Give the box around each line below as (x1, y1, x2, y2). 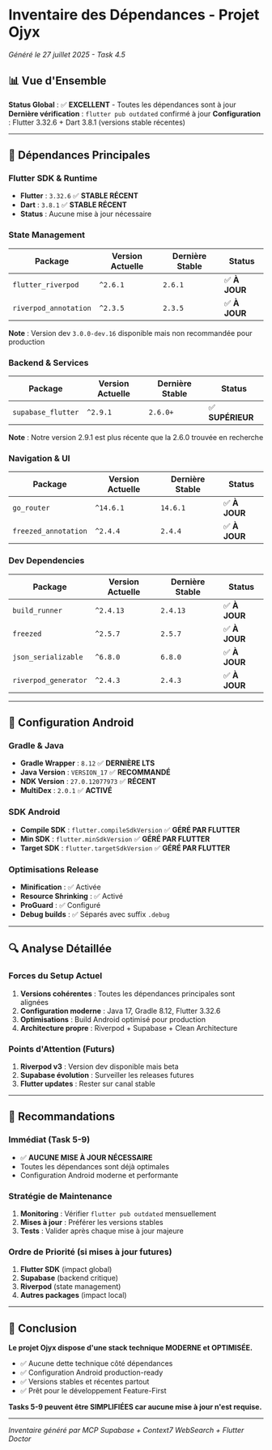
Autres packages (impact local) (19, 1291, 127, 1300)
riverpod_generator (12, 676, 87, 685)
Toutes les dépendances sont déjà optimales (19, 1161, 170, 1171)
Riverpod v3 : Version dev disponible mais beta (19, 1062, 180, 1071)
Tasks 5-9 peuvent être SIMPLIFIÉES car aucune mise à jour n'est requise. (8, 1401, 262, 1411)
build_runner (12, 605, 63, 615)
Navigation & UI (8, 452, 70, 464)
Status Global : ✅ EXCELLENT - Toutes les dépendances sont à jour (8, 100, 236, 109)
